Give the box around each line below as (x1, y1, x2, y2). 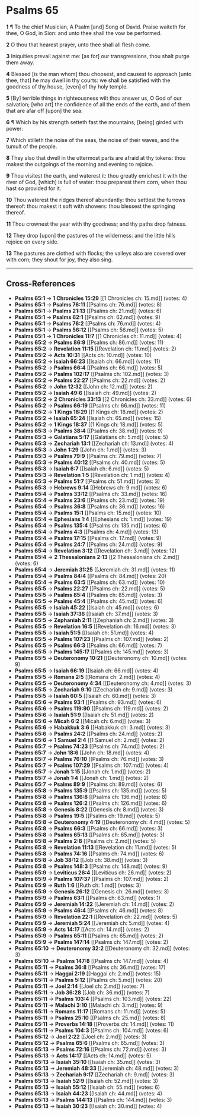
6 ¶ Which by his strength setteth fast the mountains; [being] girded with (6, 118, 184, 125)
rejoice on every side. (6, 238, 59, 245)
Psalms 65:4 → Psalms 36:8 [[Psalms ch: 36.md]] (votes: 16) (14, 503, 165, 510)
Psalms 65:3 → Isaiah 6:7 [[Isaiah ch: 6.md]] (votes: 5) (14, 465, 149, 472)
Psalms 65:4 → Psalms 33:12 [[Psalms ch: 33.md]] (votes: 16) (14, 490, 168, 497)
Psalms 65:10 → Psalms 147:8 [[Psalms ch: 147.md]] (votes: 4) (14, 957, 169, 964)
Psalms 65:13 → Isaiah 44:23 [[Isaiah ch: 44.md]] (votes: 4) (14, 1089, 163, 1097)
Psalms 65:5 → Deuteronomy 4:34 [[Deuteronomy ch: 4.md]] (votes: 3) (14, 680, 191, 687)
